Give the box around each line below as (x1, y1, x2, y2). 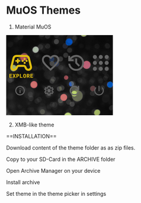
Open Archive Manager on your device (6, 167, 101, 174)
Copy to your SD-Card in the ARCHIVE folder (6, 156, 116, 163)
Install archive (6, 179, 40, 186)
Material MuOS (14, 23, 52, 30)
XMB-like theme (14, 121, 55, 128)
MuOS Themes (6, 4, 81, 17)
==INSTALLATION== (6, 132, 57, 139)
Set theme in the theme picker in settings (6, 190, 107, 197)
